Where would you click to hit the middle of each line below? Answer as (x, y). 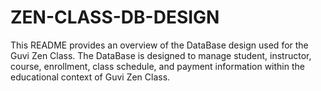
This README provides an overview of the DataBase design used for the (159, 45)
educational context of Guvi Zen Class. (90, 77)
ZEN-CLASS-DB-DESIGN (115, 17)
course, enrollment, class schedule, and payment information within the (157, 66)
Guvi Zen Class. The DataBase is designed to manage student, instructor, (161, 55)
